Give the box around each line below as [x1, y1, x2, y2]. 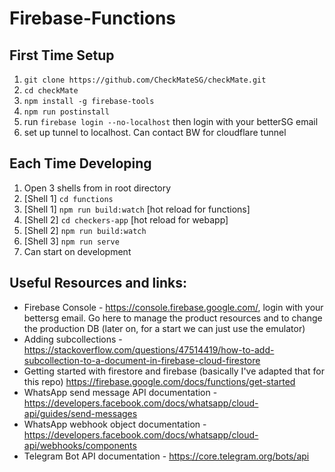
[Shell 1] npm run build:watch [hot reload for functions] [23, 203, 251, 215]
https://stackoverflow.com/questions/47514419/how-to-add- [23, 343, 275, 356]
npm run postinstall [23, 107, 110, 117]
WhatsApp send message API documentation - [23, 386, 218, 398]
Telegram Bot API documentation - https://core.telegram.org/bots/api [23, 450, 310, 462]
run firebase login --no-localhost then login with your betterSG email [23, 116, 319, 127]
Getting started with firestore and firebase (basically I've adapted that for [23, 365, 325, 377]
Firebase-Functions [9, 7, 177, 30]
